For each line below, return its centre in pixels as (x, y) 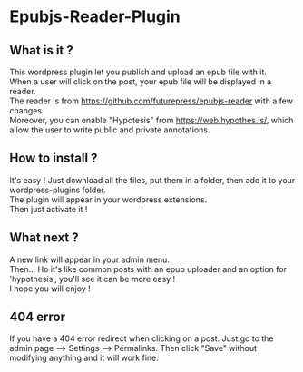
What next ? (44, 238)
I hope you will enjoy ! (50, 289)
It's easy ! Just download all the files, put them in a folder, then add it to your (152, 180)
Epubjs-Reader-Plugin (95, 17)
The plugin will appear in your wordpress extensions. (108, 199)
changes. (27, 110)
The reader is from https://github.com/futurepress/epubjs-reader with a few (151, 101)
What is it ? (42, 50)
